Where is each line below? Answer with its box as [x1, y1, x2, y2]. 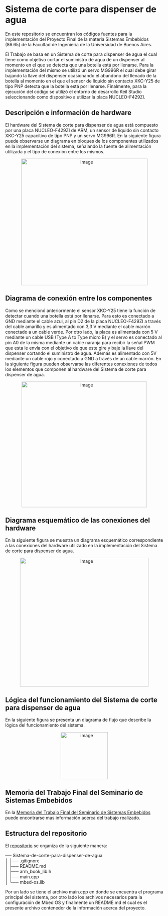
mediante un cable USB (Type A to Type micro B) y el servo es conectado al [5, 334, 162, 340]
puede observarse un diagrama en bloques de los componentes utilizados [5, 138, 159, 144]
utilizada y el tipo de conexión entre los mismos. [5, 148, 105, 154]
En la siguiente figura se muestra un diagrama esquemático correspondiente [5, 537, 163, 543]
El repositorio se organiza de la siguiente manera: [5, 843, 107, 849]
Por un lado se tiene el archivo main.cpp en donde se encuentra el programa [5, 888, 163, 895]
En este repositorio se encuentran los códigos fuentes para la [5, 31, 132, 37]
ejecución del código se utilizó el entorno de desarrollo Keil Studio [5, 88, 142, 94]
